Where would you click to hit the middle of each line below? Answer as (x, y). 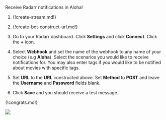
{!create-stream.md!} (34, 17)
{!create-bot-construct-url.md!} (45, 27)
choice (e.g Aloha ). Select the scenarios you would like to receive (81, 57)
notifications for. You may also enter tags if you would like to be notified (87, 62)
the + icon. (24, 42)
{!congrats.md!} (22, 102)
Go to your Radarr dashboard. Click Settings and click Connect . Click (85, 37)
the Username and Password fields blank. (56, 83)
